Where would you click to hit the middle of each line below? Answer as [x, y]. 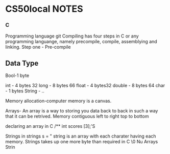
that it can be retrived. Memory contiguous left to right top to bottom [77, 117]
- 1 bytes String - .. [25, 91]
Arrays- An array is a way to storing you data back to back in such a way [82, 111]
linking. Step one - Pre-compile [38, 47]
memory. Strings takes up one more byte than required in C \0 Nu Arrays [82, 142]
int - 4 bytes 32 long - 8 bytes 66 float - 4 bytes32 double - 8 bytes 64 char [85, 86]
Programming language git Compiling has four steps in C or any [72, 36]
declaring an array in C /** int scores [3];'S [50, 126]
